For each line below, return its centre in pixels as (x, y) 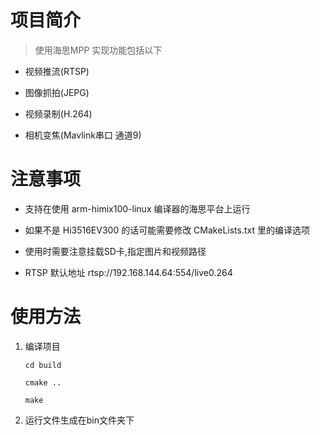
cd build (43, 365)
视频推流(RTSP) (57, 71)
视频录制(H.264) (58, 113)
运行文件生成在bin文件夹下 (79, 420)
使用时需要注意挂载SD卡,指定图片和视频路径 (115, 251)
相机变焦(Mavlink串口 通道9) (83, 135)
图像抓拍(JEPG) (57, 92)
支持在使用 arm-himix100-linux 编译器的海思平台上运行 (137, 208)
